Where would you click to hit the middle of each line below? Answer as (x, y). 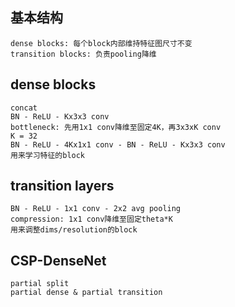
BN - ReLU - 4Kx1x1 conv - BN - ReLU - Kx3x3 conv (118, 144)
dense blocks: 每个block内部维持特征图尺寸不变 (101, 43)
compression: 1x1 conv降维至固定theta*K (91, 219)
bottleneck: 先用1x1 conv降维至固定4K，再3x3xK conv (116, 127)
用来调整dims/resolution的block (74, 230)
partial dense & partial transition (86, 293)
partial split (40, 284)
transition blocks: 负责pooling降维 (83, 54)
